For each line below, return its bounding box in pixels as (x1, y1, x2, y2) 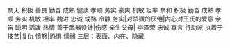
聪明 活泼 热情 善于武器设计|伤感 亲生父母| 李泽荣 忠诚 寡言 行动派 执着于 (15, 23, 224, 31)
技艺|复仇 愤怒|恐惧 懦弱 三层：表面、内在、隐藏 (7, 32, 145, 40)
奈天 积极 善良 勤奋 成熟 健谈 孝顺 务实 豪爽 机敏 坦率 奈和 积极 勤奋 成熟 (7, 6, 214, 14)
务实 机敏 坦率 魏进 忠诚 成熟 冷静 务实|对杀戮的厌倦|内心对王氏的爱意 (15, 15, 214, 23)
